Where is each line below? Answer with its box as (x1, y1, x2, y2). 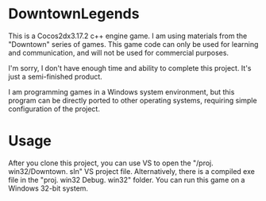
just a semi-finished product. (8, 72, 103, 81)
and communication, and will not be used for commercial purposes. (8, 48, 229, 57)
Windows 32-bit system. (8, 184, 89, 193)
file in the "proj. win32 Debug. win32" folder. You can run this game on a (8, 175, 245, 184)
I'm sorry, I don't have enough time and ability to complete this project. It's (8, 63, 252, 72)
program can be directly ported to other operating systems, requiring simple (8, 95, 257, 105)
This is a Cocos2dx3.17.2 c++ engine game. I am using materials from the (8, 31, 248, 41)
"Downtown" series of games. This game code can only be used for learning (8, 39, 259, 48)
